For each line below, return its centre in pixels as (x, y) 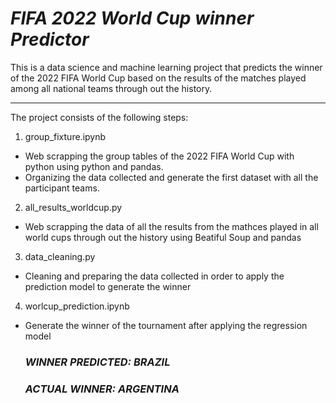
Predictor (50, 39)
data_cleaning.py (60, 256)
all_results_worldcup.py (73, 207)
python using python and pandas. (94, 166)
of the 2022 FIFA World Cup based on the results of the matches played (158, 78)
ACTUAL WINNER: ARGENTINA (102, 389)
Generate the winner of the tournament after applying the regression (166, 325)
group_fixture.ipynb (65, 136)
